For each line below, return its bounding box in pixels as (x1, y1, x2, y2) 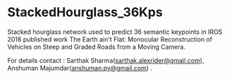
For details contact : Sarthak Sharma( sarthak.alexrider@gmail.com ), (7, 56, 204, 64)
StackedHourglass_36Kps (7, 4, 163, 20)
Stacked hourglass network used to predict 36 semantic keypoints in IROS (7, 28, 223, 36)
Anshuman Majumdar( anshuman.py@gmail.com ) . (7, 63, 153, 72)
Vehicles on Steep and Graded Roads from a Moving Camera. (7, 42, 186, 51)
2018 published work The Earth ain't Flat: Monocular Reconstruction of (7, 35, 213, 43)
